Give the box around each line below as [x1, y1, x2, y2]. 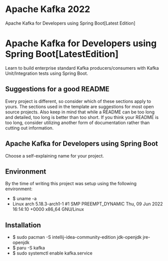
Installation [5, 221, 41, 229]
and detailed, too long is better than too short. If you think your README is [5, 114, 159, 120]
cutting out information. [5, 124, 54, 131]
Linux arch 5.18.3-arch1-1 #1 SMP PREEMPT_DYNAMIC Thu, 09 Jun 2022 [12, 201, 163, 207]
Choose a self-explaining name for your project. [5, 153, 104, 159]
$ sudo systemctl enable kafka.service [12, 250, 93, 256]
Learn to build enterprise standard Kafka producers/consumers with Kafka [5, 65, 159, 71]
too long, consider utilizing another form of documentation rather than [5, 119, 150, 125]
